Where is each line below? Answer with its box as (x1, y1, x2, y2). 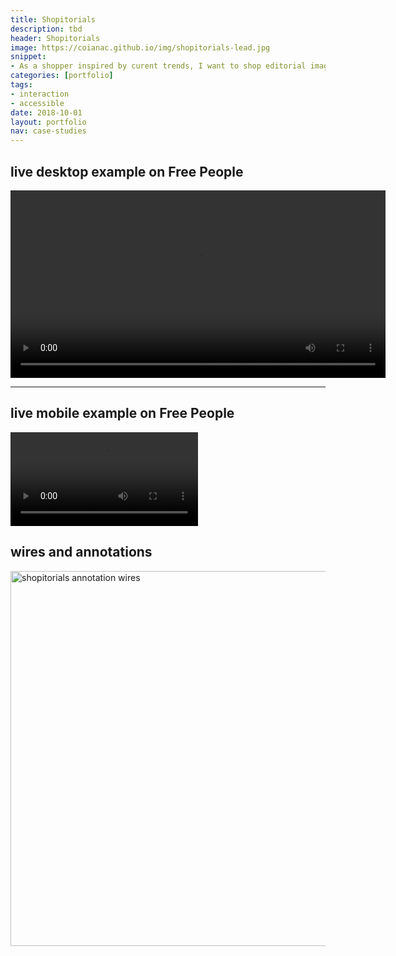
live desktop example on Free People (10, 163, 244, 180)
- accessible (10, 98, 65, 108)
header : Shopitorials (10, 33, 101, 43)
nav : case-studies (10, 126, 87, 136)
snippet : (10, 52, 47, 62)
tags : (10, 80, 33, 90)
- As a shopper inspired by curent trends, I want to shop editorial (10, 61, 307, 71)
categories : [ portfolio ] (10, 71, 114, 81)
